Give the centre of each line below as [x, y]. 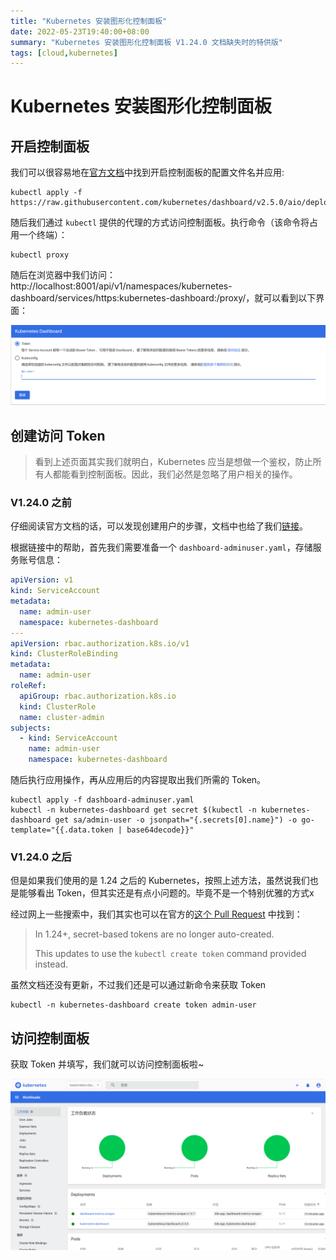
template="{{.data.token [62, 830]
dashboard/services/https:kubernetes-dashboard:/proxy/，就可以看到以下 [163, 298]
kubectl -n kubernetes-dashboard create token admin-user [133, 1005]
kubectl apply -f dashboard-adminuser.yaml [102, 800]
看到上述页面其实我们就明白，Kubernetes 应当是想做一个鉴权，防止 [173, 462]
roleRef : [28, 686]
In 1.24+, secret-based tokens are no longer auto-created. [154, 934]
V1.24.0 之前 [41, 502]
